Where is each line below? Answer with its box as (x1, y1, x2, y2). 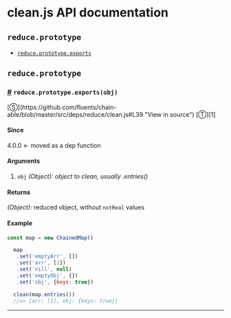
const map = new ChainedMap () (7, 234, 94, 241)
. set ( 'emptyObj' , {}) (16, 272, 78, 279)
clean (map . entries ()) (13, 291, 76, 298)
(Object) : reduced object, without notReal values (7, 203, 145, 212)
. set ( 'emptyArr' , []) (16, 253, 78, 260)
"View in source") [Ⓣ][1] (144, 110, 216, 118)
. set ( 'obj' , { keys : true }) (16, 278, 94, 286)
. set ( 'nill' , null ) (16, 266, 72, 273)
